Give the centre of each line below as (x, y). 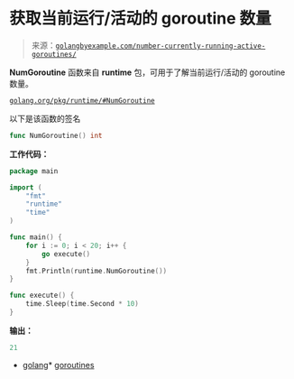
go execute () (66, 254)
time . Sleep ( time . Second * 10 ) (83, 304)
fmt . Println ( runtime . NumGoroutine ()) (96, 271)
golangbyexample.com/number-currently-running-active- (161, 46)
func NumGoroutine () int (56, 135)
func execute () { (42, 296)
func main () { (36, 237)
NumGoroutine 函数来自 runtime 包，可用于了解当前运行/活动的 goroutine (147, 72)
